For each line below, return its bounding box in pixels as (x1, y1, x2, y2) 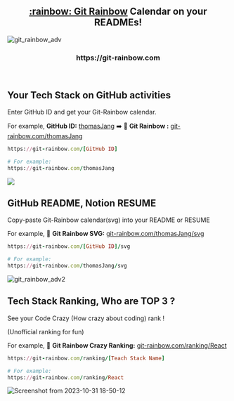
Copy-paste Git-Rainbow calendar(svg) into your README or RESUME (7, 216, 211, 224)
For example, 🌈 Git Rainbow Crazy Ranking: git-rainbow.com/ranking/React (7, 341, 227, 350)
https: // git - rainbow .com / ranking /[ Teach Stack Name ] (7, 355, 165, 362)
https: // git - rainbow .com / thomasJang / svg (7, 263, 128, 270)
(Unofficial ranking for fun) (7, 327, 84, 336)
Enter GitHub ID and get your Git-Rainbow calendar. (7, 107, 157, 116)
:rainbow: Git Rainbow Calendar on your (29, 6, 207, 18)
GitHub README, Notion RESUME (7, 197, 157, 209)
